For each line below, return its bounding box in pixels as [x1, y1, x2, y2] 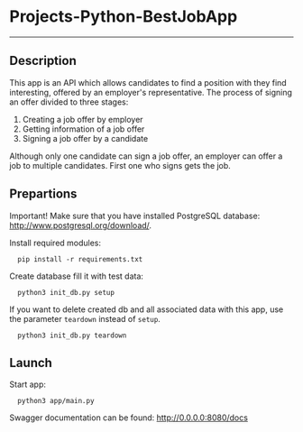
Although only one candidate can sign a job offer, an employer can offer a [9, 151, 283, 161]
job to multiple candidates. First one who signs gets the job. [9, 160, 232, 170]
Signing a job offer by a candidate [22, 133, 149, 143]
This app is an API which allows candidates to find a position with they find [9, 77, 287, 87]
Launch [9, 354, 52, 371]
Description [9, 53, 77, 69]
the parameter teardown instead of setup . [9, 313, 161, 324]
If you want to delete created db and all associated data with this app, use [9, 304, 284, 315]
